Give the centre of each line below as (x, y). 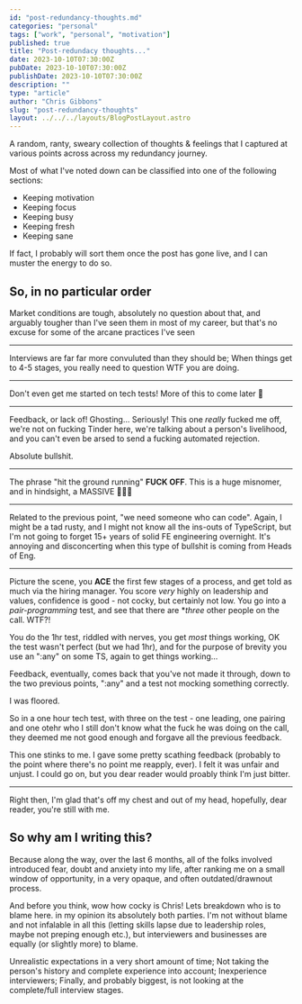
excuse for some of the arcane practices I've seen (102, 332)
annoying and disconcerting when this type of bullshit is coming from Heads (151, 546)
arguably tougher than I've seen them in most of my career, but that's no (143, 322)
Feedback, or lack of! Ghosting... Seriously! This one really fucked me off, (145, 419)
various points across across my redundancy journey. (109, 153)
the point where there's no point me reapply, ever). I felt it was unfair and (144, 764)
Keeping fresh (48, 227)
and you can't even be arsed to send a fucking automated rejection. (135, 439)
